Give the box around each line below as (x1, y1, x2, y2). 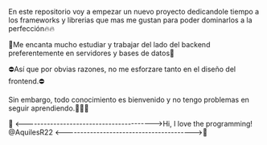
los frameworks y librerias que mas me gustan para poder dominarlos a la (8, 15, 253, 25)
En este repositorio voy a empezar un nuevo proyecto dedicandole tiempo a (8, 7, 260, 16)
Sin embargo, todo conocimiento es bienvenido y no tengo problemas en (8, 95, 249, 104)
